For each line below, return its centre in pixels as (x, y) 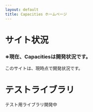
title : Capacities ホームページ (36, 14)
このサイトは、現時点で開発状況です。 (44, 68)
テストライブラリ (40, 90)
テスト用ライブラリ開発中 (31, 104)
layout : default (22, 10)
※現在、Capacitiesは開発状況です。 (48, 56)
